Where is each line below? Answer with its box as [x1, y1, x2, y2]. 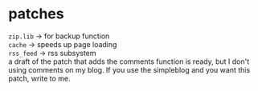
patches [8, 5, 64, 23]
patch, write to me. [8, 73, 71, 83]
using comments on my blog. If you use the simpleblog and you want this [8, 65, 251, 74]
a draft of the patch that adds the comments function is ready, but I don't [8, 57, 250, 66]
